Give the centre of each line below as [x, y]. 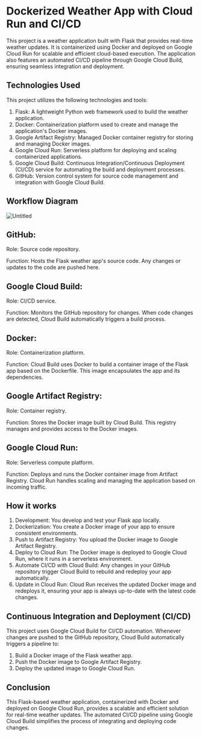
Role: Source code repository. [43, 249]
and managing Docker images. [53, 144]
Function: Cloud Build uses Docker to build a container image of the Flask [97, 364]
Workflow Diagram [42, 201]
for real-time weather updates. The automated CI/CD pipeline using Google [99, 715]
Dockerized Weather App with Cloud [99, 11]
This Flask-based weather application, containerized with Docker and [93, 702]
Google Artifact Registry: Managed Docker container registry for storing [104, 137]
